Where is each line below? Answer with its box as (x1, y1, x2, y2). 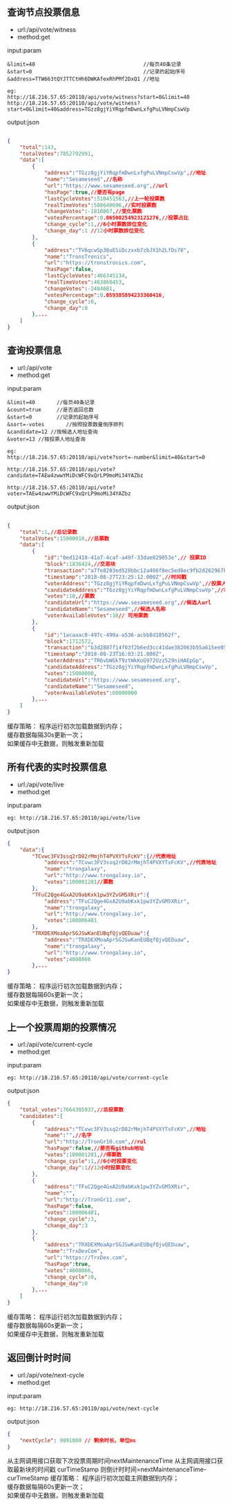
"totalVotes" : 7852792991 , (19, 150, 95, 157)
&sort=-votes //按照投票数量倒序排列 (7, 421, 124, 428)
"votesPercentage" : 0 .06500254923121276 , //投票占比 (43, 214, 188, 221)
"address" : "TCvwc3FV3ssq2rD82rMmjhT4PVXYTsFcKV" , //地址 (43, 1126, 206, 1132)
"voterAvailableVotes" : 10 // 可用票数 (43, 612, 148, 619)
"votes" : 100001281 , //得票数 (43, 1151, 122, 1158)
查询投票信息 (7, 345, 62, 356)
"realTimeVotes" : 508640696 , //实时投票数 (43, 201, 157, 209)
